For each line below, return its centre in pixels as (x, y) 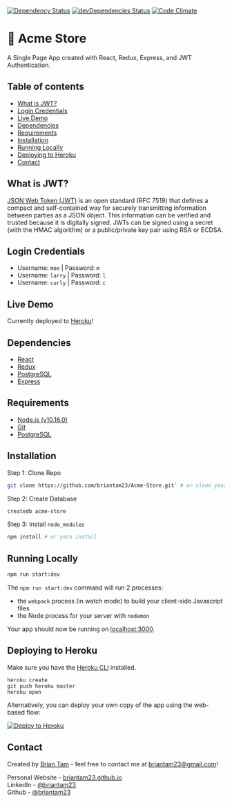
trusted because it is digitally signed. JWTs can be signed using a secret (110, 222)
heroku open (24, 692)
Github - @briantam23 (39, 792)
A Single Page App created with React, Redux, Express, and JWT (99, 57)
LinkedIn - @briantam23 (42, 784)
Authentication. (29, 65)
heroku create (28, 680)
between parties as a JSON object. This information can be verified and (109, 215)
